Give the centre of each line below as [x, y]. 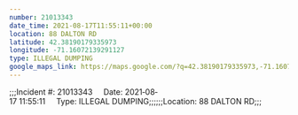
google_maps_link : [43, 67]
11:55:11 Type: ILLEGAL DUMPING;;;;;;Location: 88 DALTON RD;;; [140, 101]
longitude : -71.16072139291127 [67, 50]
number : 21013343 [41, 17]
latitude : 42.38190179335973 [63, 42]
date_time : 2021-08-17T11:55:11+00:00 [81, 26]
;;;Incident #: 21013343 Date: [66, 92]
